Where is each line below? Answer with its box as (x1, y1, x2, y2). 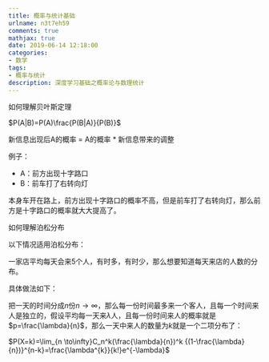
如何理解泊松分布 (8, 222, 65, 232)
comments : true (8, 26, 59, 34)
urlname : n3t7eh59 (8, 19, 70, 27)
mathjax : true (8, 34, 56, 42)
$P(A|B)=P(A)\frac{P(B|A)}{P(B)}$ (8, 118, 122, 127)
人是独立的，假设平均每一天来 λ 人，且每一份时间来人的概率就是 (8, 310, 216, 320)
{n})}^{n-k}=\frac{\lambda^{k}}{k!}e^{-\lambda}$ (8, 345, 171, 355)
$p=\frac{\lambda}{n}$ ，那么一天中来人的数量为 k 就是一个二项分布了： (8, 320, 243, 330)
